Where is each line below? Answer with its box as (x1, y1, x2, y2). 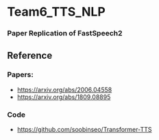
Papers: (7, 70, 34, 79)
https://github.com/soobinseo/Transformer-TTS (16, 126, 152, 134)
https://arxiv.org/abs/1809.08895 (16, 93, 111, 101)
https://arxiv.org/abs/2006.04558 (16, 85, 112, 94)
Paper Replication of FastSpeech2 (7, 29, 123, 38)
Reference (7, 49, 53, 61)
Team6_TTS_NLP (7, 4, 106, 20)
